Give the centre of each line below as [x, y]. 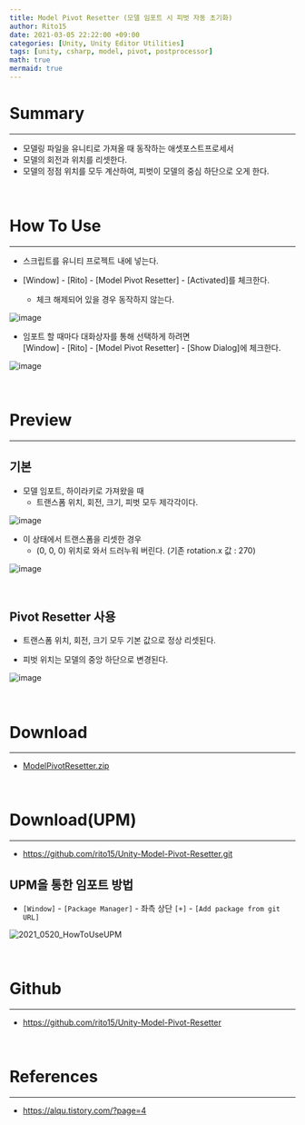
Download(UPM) [73, 820]
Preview [41, 420]
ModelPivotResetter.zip [66, 766]
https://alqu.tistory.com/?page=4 [84, 1110]
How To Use [55, 226]
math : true [30, 60]
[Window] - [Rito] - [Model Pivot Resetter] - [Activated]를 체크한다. [146, 280]
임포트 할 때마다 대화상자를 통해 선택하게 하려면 [106, 336]
